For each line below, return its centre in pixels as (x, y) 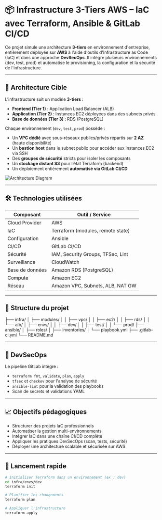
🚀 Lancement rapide (36, 466)
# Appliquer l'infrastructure (35, 508)
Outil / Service (94, 214)
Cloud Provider (24, 222)
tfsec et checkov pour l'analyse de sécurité (54, 381)
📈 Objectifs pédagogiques (46, 412)
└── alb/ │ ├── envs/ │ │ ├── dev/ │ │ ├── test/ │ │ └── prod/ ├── (75, 325)
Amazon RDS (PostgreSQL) (82, 270)
